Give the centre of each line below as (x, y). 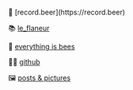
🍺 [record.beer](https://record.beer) (66, 12)
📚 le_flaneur (29, 28)
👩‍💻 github (24, 62)
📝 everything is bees (42, 47)
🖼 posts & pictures (40, 78)
